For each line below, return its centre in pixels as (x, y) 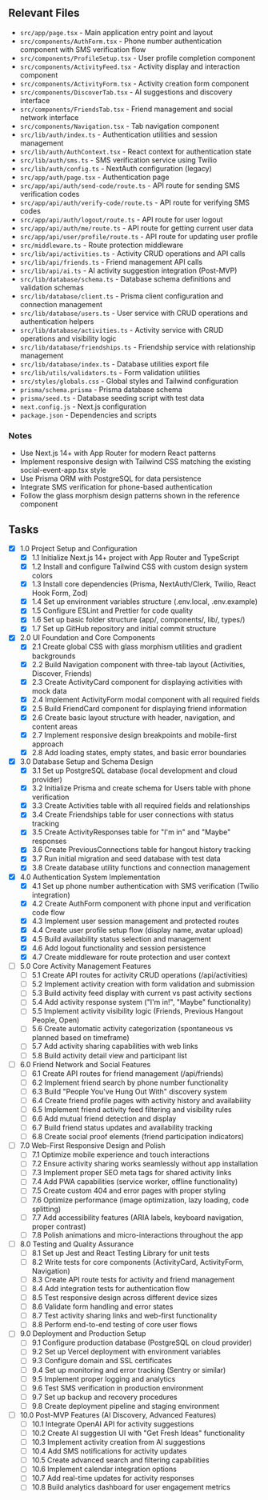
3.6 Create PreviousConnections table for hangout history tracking (141, 850)
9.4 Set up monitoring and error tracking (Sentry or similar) (129, 1370)
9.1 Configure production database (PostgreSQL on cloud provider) (142, 1342)
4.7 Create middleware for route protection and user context (131, 957)
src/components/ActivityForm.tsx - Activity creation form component (134, 83)
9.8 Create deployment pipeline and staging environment (126, 1406)
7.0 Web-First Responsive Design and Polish (92, 1146)
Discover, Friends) (62, 673)
